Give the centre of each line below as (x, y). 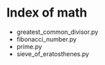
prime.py (29, 46)
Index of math (47, 13)
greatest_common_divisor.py (57, 32)
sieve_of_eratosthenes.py (52, 54)
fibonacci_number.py (46, 39)
